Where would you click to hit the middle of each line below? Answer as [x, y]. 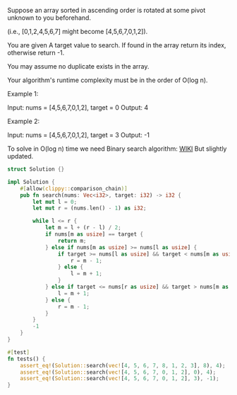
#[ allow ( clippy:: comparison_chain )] [74, 188]
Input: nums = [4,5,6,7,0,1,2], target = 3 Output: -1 [79, 135]
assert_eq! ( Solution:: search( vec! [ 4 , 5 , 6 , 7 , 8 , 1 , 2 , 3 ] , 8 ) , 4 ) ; [123, 365]
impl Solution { [31, 182]
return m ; [72, 241]
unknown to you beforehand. [49, 18]
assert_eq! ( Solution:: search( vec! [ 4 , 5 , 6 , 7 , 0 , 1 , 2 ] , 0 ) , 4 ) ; [118, 372]
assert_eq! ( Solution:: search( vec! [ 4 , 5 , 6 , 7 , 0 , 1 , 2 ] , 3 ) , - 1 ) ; [120, 379]
